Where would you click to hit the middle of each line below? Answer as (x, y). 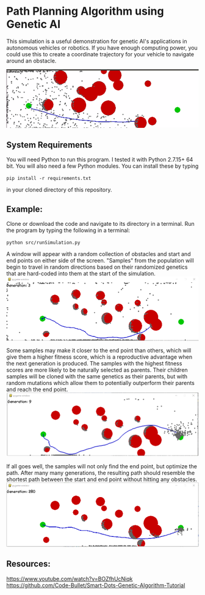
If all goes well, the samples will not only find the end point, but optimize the (102, 466)
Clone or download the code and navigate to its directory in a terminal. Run (100, 224)
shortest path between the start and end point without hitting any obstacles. (102, 479)
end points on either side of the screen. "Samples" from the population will (100, 261)
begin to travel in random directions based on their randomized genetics (97, 267)
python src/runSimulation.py (43, 243)
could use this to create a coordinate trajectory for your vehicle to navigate (100, 54)
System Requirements (49, 145)
